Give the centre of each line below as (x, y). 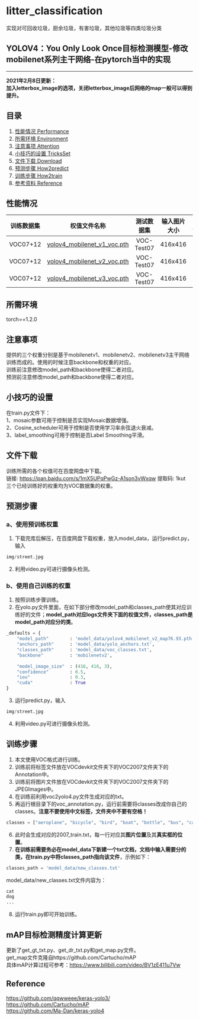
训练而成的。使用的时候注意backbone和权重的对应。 (70, 362)
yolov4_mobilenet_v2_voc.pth (88, 262)
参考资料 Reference (38, 183)
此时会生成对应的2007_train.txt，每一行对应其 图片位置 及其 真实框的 (96, 834)
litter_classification (54, 11)
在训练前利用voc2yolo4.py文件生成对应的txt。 (71, 796)
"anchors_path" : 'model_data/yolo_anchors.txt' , (86, 644)
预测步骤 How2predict (42, 168)
